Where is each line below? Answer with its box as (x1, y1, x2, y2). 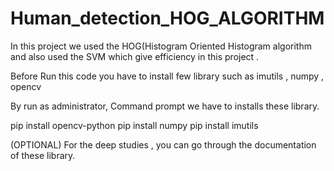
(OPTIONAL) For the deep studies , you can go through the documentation (10, 138, 317, 151)
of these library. (10, 149, 76, 161)
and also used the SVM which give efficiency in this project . (10, 50, 260, 62)
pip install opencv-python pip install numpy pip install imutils (10, 119, 259, 131)
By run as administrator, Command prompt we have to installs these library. (10, 100, 320, 112)
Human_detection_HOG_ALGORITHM (10, 7, 325, 30)
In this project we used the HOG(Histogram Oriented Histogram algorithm (10, 40, 312, 52)
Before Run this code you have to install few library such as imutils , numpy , (10, 70, 325, 82)
